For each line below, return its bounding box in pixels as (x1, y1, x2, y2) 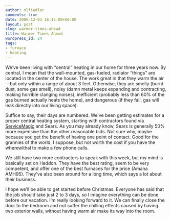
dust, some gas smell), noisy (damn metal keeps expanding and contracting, (5, 86, 166, 92)
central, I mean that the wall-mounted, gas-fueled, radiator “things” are (5, 69, 155, 76)
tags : (5, 41, 17, 46)
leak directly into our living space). (5, 102, 78, 108)
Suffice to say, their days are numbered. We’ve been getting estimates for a (5, 112, 165, 118)
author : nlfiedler (5, 7, 45, 13)
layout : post (5, 21, 33, 27)
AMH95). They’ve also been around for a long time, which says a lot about (5, 171, 162, 177)
